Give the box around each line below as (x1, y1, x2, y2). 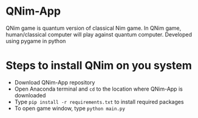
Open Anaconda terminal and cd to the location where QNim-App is (14, 85, 183, 92)
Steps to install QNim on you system (5, 59, 193, 72)
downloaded (14, 91, 46, 99)
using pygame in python (5, 37, 66, 44)
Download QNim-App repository (14, 78, 95, 86)
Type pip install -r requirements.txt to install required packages (14, 98, 184, 105)
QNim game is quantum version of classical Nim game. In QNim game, (5, 24, 182, 32)
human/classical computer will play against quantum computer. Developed (5, 30, 193, 38)
